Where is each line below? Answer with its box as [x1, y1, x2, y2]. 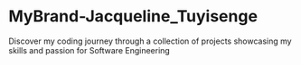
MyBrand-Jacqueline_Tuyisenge [8, 6, 259, 27]
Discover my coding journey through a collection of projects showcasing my [8, 36, 292, 46]
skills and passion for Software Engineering [8, 45, 171, 55]
